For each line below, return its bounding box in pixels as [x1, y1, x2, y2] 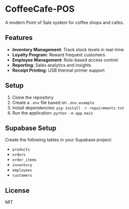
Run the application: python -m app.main [12, 110, 93, 115]
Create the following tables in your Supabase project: [5, 137, 112, 143]
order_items [12, 157, 37, 163]
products [12, 147, 30, 152]
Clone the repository [12, 94, 54, 100]
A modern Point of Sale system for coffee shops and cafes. [5, 19, 124, 25]
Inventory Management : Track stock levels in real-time [12, 46, 124, 52]
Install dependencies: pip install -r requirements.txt [12, 105, 125, 111]
